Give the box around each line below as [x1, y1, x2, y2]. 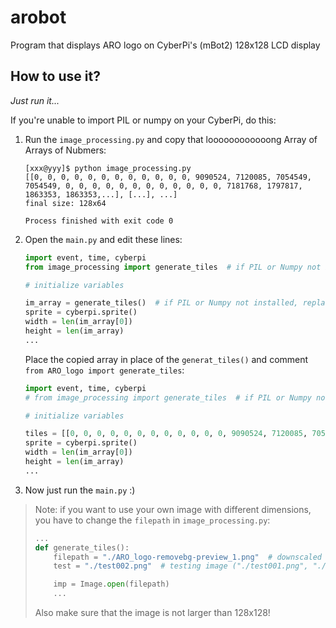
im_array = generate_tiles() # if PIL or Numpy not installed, [24, 298, 299, 308]
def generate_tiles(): [34, 542, 130, 553]
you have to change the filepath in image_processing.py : [34, 514, 271, 526]
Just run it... [10, 94, 60, 106]
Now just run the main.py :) [24, 484, 136, 496]
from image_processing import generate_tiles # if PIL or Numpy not [24, 262, 322, 272]
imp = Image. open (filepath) [53, 579, 170, 590]
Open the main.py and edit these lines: [24, 233, 183, 245]
